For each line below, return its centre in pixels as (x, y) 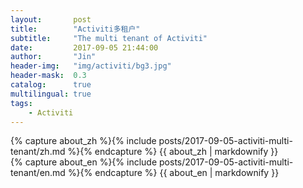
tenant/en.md (38, 173)
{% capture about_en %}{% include (84, 162)
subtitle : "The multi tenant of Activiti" (109, 38)
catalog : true (51, 85)
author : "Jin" (53, 57)
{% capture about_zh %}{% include (83, 141)
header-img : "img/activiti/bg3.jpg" (91, 66)
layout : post (51, 19)
